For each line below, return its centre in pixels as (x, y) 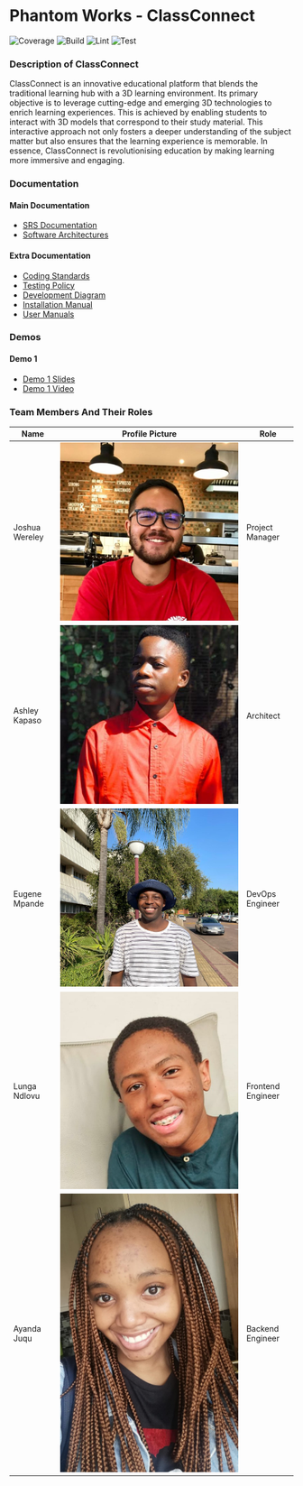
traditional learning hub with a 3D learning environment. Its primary (134, 93)
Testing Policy (48, 285)
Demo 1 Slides (49, 379)
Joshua (27, 528)
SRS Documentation (60, 226)
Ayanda (28, 1329)
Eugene (28, 893)
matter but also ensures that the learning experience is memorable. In (138, 142)
